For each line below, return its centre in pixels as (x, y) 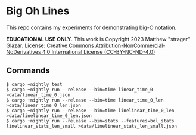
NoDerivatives (24, 51)
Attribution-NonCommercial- (130, 45)
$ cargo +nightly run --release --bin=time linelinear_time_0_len (90, 111)
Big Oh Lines (38, 11)
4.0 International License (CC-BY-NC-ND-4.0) (99, 51)
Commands (28, 71)
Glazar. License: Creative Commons (50, 45)
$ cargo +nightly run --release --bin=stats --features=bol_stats (90, 121)
